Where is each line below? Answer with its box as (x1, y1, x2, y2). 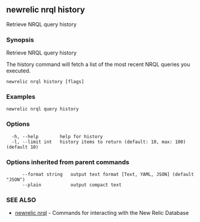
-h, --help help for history (11, 133, 103, 139)
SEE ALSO (6, 196, 37, 204)
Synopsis (6, 35, 34, 44)
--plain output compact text (22, 182, 122, 188)
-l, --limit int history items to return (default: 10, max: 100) (11, 139, 186, 145)
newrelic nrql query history (6, 106, 79, 112)
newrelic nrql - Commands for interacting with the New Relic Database (14, 209, 189, 217)
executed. (6, 67, 31, 74)
